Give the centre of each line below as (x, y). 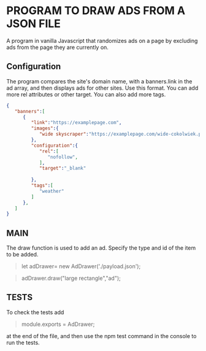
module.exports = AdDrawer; (58, 324)
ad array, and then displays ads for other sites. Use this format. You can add (102, 88)
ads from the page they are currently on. (58, 47)
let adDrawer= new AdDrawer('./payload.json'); (81, 266)
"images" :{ (45, 129)
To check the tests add (35, 312)
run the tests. (23, 342)
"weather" (51, 191)
